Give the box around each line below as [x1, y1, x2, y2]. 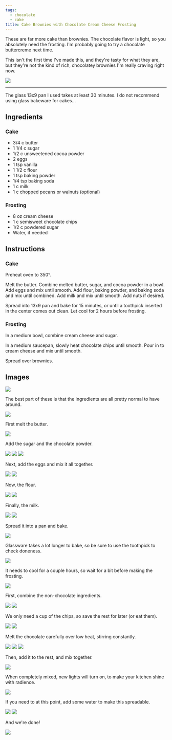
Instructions [5, 245, 45, 253]
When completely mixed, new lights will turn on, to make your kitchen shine [5, 674, 165, 680]
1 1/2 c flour [12, 166, 37, 173]
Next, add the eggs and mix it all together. [5, 461, 94, 468]
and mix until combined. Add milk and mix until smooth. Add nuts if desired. [5, 292, 165, 299]
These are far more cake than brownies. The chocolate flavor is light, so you [5, 36, 166, 42]
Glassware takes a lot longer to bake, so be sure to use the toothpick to [5, 543, 156, 549]
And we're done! [5, 719, 40, 726]
